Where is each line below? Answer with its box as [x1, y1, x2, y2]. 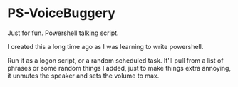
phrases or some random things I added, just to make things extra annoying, [7, 63, 232, 72]
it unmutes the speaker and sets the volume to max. [7, 71, 160, 80]
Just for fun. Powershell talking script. [7, 29, 119, 37]
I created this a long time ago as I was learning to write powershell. [7, 42, 204, 51]
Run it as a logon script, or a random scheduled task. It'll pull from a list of [7, 56, 224, 65]
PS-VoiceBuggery [7, 5, 116, 21]
